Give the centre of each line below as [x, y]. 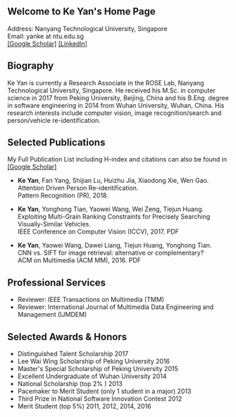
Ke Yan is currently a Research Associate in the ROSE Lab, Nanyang [106, 83]
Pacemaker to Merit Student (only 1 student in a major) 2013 [104, 392]
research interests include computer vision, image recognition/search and [114, 113]
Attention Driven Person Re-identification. [78, 188]
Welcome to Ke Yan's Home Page [82, 12]
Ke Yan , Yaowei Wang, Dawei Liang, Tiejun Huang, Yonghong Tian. [114, 246]
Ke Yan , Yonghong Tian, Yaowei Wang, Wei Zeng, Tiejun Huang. [111, 209]
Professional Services [57, 283]
